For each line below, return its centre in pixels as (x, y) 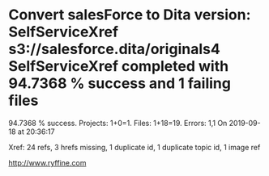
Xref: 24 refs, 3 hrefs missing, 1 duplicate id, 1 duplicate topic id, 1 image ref (134, 147)
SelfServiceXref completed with (119, 67)
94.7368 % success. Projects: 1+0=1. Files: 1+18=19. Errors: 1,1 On (118, 123)
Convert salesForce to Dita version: (130, 15)
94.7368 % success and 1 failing (120, 84)
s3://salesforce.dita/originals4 (114, 49)
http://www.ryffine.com (47, 162)
